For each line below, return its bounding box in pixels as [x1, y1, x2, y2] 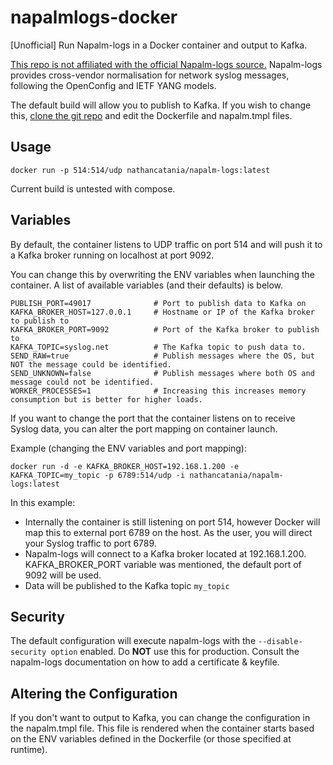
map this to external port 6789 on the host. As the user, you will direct [24, 526, 313, 538]
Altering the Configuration [10, 685, 178, 702]
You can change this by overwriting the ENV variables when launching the [10, 268, 315, 280]
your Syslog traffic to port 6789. [24, 537, 157, 549]
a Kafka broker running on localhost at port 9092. [10, 249, 215, 261]
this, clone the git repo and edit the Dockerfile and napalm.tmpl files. [10, 109, 293, 121]
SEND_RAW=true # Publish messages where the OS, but [10, 351, 315, 361]
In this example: [10, 496, 76, 508]
